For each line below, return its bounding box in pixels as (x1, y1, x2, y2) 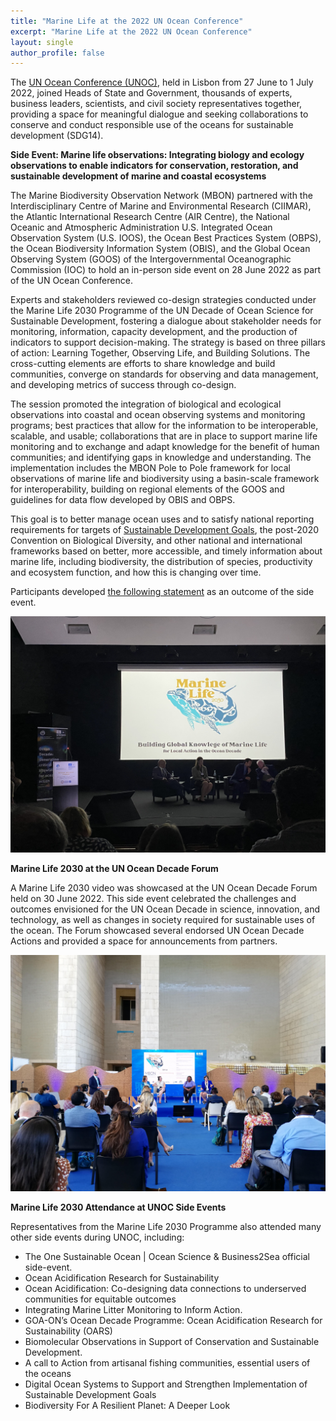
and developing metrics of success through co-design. (10, 379, 237, 391)
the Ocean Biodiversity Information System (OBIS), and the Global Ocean (10, 243, 311, 255)
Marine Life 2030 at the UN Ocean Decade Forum (10, 863, 219, 875)
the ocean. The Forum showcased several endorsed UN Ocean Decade (10, 925, 305, 937)
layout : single (10, 37, 74, 47)
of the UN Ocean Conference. (10, 275, 133, 287)
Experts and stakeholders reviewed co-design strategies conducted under (10, 294, 317, 306)
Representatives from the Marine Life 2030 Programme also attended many (10, 1221, 322, 1233)
